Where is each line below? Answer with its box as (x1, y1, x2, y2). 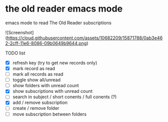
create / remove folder (12, 105, 60, 111)
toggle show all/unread (12, 77, 61, 83)
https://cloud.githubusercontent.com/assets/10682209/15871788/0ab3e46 (7, 35, 163, 41)
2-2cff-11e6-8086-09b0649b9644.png (5, 40, 87, 46)
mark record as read (12, 66, 56, 71)
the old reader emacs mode (5, 3, 123, 15)
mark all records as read (12, 71, 64, 77)
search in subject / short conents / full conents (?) (12, 94, 117, 100)
